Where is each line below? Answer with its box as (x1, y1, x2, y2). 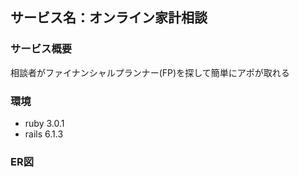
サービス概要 (10, 42, 73, 56)
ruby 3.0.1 (24, 117, 65, 129)
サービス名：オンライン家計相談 (10, 9, 208, 27)
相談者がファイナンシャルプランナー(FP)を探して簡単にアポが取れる (10, 66, 290, 78)
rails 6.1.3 (24, 128, 64, 140)
